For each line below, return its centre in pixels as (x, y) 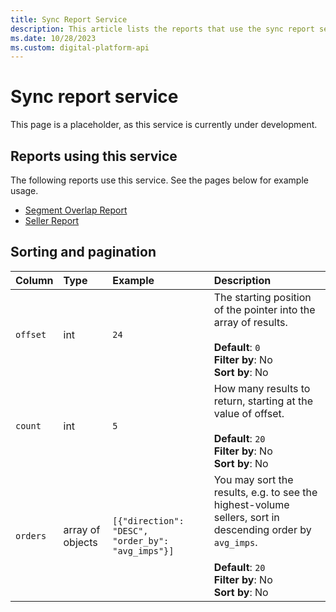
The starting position (262, 297)
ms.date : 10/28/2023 (53, 38)
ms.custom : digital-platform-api (80, 47)
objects (80, 542)
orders (31, 535)
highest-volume (251, 504)
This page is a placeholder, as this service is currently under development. (164, 125)
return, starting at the (263, 401)
